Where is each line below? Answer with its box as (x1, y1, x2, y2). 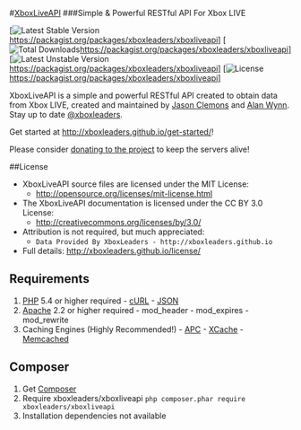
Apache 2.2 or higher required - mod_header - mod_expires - (21, 304, 249, 315)
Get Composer (21, 383, 77, 394)
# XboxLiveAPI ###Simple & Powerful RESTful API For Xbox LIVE (9, 8, 246, 18)
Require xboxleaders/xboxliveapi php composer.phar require (21, 392, 246, 403)
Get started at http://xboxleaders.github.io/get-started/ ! (9, 127, 214, 137)
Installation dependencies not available (21, 410, 167, 421)
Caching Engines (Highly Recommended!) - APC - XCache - (21, 323, 245, 335)
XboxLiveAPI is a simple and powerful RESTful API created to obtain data (9, 90, 278, 101)
